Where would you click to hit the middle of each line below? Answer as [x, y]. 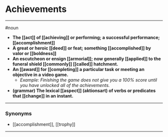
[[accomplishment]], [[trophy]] [44, 124]
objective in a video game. [40, 74]
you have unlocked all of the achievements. [65, 85]
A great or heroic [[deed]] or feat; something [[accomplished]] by [82, 48]
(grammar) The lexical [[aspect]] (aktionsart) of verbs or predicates [84, 90]
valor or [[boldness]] [34, 53]
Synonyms [18, 113]
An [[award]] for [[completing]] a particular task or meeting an [78, 69]
